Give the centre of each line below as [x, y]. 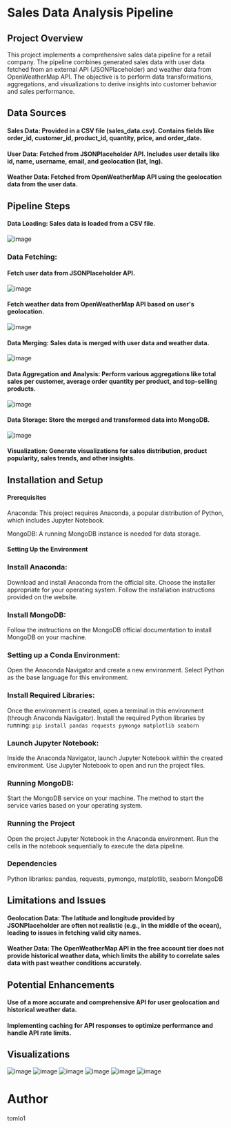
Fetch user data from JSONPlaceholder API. [71, 273]
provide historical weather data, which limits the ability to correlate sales [114, 956]
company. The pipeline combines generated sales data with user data [106, 62]
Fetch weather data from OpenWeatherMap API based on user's [101, 304]
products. [22, 389]
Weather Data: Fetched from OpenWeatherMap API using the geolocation [114, 177]
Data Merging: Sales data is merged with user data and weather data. [108, 342]
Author [28, 1099]
